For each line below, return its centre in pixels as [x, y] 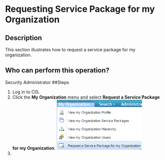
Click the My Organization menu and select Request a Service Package [86, 97]
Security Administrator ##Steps [37, 82]
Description [23, 38]
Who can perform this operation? [57, 70]
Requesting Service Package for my [80, 9]
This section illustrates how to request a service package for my [70, 50]
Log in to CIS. [26, 92]
